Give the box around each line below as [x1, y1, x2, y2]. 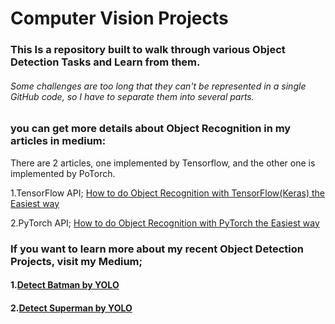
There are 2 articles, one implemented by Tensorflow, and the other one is [10, 157, 316, 169]
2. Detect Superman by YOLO [10, 302, 133, 314]
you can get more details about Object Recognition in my [10, 122, 292, 136]
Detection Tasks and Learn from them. [10, 55, 201, 69]
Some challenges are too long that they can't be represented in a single [10, 80, 307, 92]
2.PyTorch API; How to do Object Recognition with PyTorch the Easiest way [10, 217, 320, 229]
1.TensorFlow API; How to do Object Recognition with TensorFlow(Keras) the [10, 187, 326, 199]
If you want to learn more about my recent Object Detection [10, 242, 304, 256]
